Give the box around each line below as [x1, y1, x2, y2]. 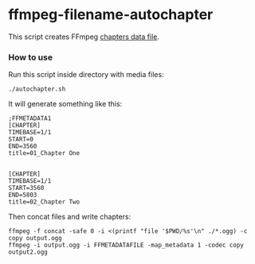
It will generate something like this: [8, 99, 123, 109]
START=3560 [8, 184, 45, 192]
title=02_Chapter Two [8, 198, 80, 206]
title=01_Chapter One [8, 149, 80, 157]
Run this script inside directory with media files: [8, 70, 165, 80]
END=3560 [8, 142, 37, 150]
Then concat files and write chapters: [8, 212, 131, 222]
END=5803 [8, 191, 37, 200]
